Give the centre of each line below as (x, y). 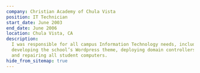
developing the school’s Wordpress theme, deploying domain (87, 50)
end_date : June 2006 (32, 28)
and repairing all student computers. (60, 55)
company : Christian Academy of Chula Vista (61, 11)
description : (22, 39)
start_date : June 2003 (34, 22)
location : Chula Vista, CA (40, 34)
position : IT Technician (37, 17)
